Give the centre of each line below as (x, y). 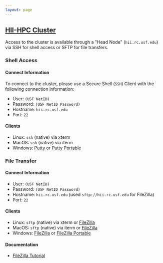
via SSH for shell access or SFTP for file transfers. (57, 48)
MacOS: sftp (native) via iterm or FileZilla (55, 228)
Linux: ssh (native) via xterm (41, 137)
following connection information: (40, 89)
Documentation (22, 244)
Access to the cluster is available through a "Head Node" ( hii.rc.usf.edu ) (82, 42)
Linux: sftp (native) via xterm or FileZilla (53, 222)
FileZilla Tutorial (28, 255)
